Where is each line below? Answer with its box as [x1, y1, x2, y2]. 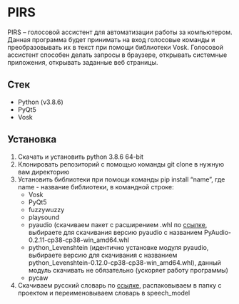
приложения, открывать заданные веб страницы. [7, 58, 158, 66]
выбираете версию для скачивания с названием [28, 251, 178, 259]
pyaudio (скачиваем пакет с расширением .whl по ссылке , [28, 220, 208, 229]
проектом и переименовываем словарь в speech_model [17, 288, 190, 297]
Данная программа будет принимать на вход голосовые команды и [7, 35, 215, 43]
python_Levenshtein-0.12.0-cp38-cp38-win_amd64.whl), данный [28, 258, 221, 267]
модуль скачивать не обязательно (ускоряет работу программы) [28, 266, 228, 274]
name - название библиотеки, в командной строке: [17, 182, 174, 191]
